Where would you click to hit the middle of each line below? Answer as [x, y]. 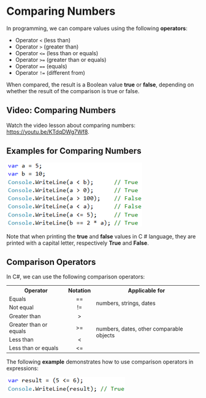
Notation [80, 290]
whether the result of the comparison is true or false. [73, 91]
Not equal [21, 307]
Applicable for [147, 290]
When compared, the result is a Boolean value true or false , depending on [100, 85]
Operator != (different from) [50, 72]
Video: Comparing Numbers [61, 111]
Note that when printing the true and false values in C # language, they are [101, 236]
